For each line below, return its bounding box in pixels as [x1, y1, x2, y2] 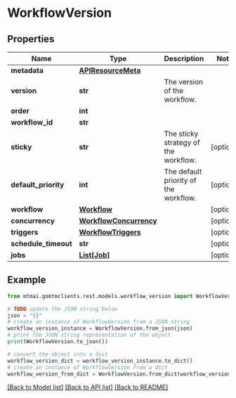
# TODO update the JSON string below [7, 305, 118, 312]
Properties [7, 33, 55, 45]
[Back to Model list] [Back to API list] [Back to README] [7, 383, 169, 392]
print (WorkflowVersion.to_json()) [7, 338, 109, 345]
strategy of [164, 138, 200, 147]
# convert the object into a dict [7, 350, 109, 358]
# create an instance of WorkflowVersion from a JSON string [7, 319, 190, 326]
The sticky [164, 129, 199, 139]
